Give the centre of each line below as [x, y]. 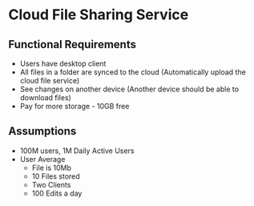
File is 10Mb [52, 168]
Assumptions [42, 131]
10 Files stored [56, 176]
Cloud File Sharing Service [99, 15]
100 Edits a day [57, 193]
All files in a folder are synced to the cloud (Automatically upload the [133, 72]
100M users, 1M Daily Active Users [77, 151]
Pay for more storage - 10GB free [75, 106]
